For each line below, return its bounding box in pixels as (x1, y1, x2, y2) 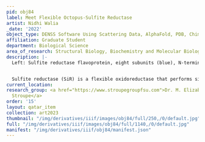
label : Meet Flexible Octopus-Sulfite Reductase (6, 15, 132, 21)
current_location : (6, 81, 53, 88)
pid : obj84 (6, 8, 34, 15)
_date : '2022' (6, 25, 43, 32)
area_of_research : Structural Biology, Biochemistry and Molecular (6, 49, 182, 55)
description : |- (6, 54, 48, 60)
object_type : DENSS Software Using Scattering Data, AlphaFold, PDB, (6, 32, 187, 38)
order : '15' (6, 98, 37, 105)
